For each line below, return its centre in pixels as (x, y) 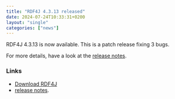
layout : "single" (27, 22)
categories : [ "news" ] (33, 28)
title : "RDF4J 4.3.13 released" (46, 11)
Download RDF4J (36, 84)
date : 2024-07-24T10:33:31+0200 (46, 17)
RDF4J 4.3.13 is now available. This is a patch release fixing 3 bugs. (88, 45)
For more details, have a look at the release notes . (67, 56)
